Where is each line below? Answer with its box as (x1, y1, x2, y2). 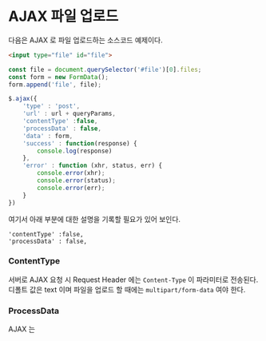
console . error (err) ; (37, 184, 105, 192)
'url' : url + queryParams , (22, 109, 116, 118)
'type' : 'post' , (22, 102, 81, 110)
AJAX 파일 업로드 (8, 7, 119, 26)
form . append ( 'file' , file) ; (8, 81, 102, 89)
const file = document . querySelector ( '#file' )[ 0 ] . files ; (8, 65, 202, 73)
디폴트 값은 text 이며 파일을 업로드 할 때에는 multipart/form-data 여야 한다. (8, 284, 246, 294)
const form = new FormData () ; (8, 73, 109, 81)
